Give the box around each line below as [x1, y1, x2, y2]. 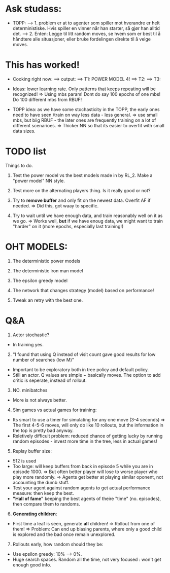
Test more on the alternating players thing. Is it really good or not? [12, 187, 151, 193]
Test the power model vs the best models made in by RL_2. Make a [12, 172, 153, 178]
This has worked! [5, 59, 80, 71]
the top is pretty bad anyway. [12, 427, 74, 434]
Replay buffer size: [12, 448, 52, 454]
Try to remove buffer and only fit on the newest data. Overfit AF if [12, 197, 151, 203]
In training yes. [12, 341, 44, 347]
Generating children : [12, 511, 57, 517]
